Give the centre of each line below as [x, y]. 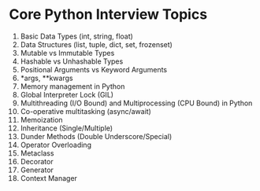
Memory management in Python [72, 86]
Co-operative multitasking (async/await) [86, 111]
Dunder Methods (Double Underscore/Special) [96, 136]
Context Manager [49, 178]
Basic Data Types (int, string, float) [76, 36]
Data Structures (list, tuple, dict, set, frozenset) [96, 44]
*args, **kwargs [46, 78]
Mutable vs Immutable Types [67, 53]
